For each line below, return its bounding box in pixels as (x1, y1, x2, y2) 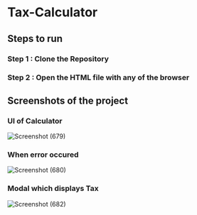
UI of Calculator (7, 116, 63, 126)
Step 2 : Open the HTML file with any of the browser (7, 72, 190, 82)
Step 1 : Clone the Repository (7, 54, 109, 64)
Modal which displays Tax (7, 184, 100, 194)
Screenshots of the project (7, 94, 129, 106)
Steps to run (7, 33, 63, 45)
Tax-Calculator (7, 4, 98, 21)
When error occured (7, 150, 80, 160)
